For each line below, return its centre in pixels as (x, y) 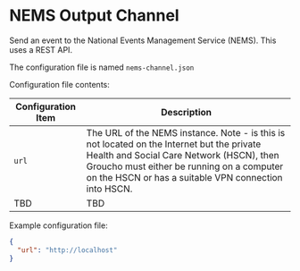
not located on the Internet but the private (174, 144)
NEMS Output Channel (95, 16)
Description (186, 112)
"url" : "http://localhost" (67, 250)
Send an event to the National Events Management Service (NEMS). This (143, 40)
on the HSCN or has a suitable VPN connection (184, 177)
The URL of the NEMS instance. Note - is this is (186, 132)
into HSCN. (109, 189)
